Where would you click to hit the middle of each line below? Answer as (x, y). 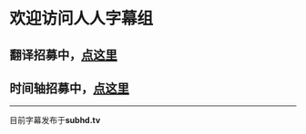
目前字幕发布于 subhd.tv (55, 120)
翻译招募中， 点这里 (63, 55)
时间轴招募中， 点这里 (69, 88)
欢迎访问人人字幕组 (82, 19)
